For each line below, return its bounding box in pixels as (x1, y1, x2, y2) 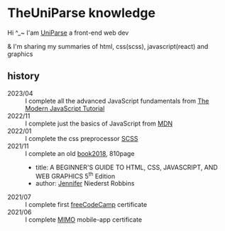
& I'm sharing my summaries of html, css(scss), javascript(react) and (7, 42, 209, 50)
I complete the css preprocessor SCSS (25, 134, 138, 142)
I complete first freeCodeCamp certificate (25, 201, 148, 209)
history (7, 70, 40, 82)
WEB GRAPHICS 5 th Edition (35, 170, 116, 180)
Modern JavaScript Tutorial (25, 104, 105, 113)
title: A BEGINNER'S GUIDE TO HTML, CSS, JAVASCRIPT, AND (35, 163, 218, 171)
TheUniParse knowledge (7, 5, 156, 21)
